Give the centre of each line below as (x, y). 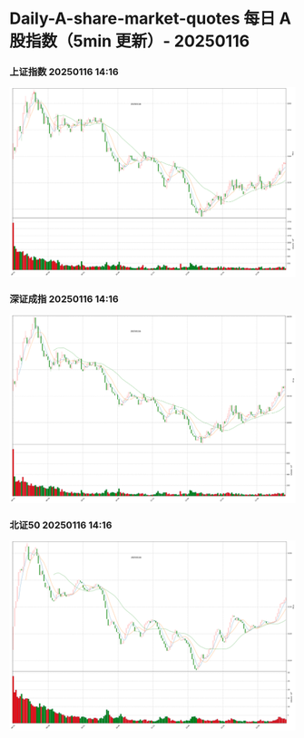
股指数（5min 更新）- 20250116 (130, 41)
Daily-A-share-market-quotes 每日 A (151, 19)
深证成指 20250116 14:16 (64, 298)
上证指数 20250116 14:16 (64, 72)
